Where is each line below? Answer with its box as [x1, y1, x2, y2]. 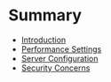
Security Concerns [20, 63, 91, 73]
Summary [8, 5, 82, 26]
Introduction [20, 34, 67, 45]
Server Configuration [20, 53, 99, 63]
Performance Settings [20, 43, 102, 54]
